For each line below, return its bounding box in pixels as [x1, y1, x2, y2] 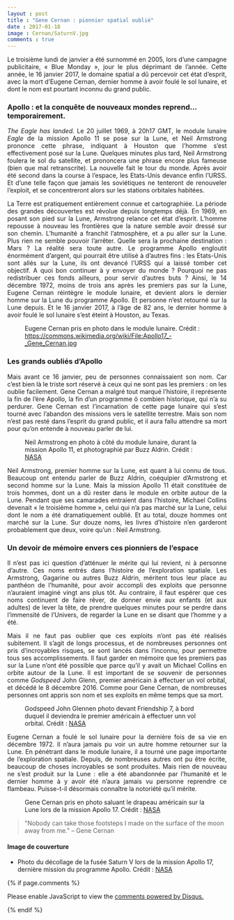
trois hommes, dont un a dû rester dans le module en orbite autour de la [7, 488, 227, 497]
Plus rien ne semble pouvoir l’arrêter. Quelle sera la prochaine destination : [7, 236, 227, 245]
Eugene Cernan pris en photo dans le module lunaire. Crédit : [24, 324, 200, 333]
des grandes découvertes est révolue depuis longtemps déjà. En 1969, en [7, 207, 227, 216]
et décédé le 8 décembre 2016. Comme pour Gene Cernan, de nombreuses [7, 684, 227, 692]
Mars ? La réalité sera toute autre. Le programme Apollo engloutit [7, 244, 227, 252]
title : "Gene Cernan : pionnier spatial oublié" [7, 17, 155, 24]
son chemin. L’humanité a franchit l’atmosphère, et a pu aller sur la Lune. [7, 229, 227, 238]
